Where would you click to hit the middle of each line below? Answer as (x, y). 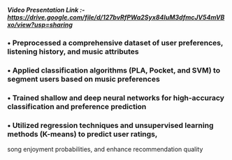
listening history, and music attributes (73, 51)
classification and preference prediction (77, 106)
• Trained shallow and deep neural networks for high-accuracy (116, 98)
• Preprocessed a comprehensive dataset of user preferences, (115, 43)
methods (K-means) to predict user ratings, (82, 134)
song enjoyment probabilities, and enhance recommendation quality (105, 150)
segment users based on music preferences (84, 79)
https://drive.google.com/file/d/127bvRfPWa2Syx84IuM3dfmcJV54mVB (116, 17)
